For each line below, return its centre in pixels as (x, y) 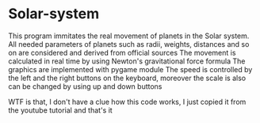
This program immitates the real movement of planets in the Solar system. (129, 36)
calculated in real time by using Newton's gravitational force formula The (127, 61)
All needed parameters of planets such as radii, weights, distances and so (129, 44)
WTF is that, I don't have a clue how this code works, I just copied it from (127, 102)
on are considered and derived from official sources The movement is (122, 52)
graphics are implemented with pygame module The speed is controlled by (130, 69)
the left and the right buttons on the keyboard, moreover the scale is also (127, 78)
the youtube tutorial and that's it (60, 110)
